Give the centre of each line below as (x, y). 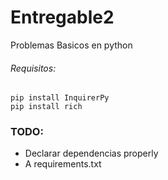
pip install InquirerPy (60, 98)
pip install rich (46, 107)
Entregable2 (62, 17)
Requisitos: (33, 68)
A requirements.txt (63, 164)
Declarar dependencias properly (91, 153)
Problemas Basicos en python (71, 45)
